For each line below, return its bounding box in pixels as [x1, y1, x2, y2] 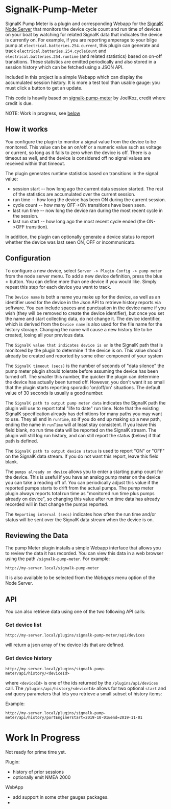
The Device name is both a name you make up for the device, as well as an [5, 293, 161, 300]
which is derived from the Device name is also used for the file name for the [5, 321, 162, 327]
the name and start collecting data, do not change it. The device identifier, [5, 315, 161, 322]
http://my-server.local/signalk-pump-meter [5, 566, 100, 571]
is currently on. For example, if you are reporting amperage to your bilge [5, 37, 157, 43]
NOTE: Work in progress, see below [5, 110, 81, 116]
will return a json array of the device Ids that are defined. [5, 642, 125, 648]
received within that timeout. [5, 160, 65, 166]
